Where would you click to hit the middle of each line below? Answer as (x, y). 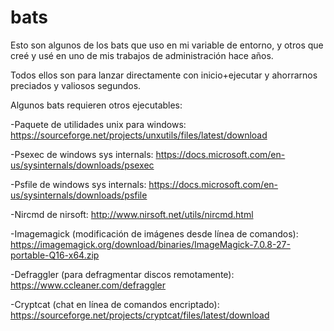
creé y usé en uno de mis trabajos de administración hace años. (142, 55)
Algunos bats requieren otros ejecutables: (96, 105)
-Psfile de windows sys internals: (78, 184)
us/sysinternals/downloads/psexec (82, 165)
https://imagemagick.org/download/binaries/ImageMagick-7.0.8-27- (150, 244)
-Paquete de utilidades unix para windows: (98, 124)
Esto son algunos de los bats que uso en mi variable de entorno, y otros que (167, 45)
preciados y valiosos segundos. (76, 85)
